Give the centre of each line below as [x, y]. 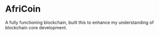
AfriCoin [23, 9]
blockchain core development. [36, 27]
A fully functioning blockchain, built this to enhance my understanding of [79, 22]
